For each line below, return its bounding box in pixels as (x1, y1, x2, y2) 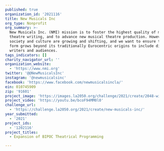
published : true (5, 7, 38, 12)
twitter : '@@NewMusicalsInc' (5, 71, 64, 76)
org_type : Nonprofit (5, 21, 47, 26)
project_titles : (5, 130, 38, 135)
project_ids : (5, 121, 32, 126)
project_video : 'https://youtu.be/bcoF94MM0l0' (5, 98, 104, 103)
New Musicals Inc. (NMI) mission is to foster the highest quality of (9, 30, 156, 35)
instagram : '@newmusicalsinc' (5, 75, 67, 80)
